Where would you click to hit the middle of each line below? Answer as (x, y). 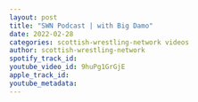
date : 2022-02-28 (41, 34)
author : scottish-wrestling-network (77, 51)
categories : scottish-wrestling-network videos (99, 42)
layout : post (33, 17)
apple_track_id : (39, 75)
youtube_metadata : (43, 83)
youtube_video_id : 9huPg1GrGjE (67, 67)
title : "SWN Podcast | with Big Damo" (81, 26)
